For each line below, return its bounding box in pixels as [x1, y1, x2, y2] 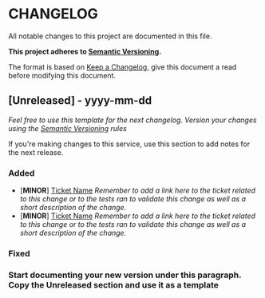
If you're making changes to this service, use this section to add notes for [8, 139, 250, 149]
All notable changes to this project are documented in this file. [8, 31, 212, 41]
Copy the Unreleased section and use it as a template [8, 279, 220, 290]
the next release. [8, 147, 64, 157]
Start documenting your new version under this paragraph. [8, 269, 242, 280]
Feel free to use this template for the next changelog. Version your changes [8, 115, 257, 125]
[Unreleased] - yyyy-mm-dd [8, 93, 152, 108]
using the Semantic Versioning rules [8, 123, 128, 133]
